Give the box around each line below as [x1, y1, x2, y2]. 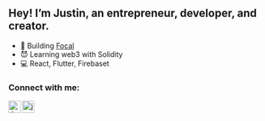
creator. [8, 19, 49, 33]
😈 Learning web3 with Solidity [19, 49, 123, 59]
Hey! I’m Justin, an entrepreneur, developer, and [8, 6, 257, 20]
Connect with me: [8, 81, 80, 93]
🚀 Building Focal [19, 41, 75, 50]
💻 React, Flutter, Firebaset [19, 58, 109, 68]
